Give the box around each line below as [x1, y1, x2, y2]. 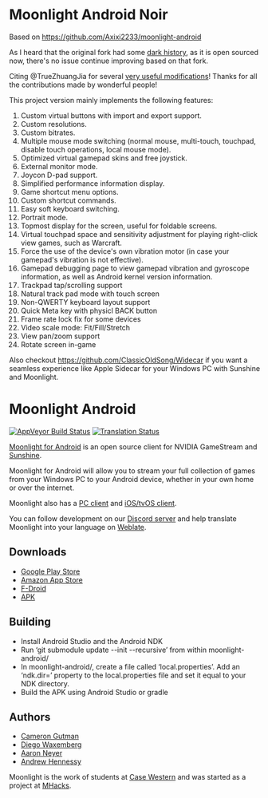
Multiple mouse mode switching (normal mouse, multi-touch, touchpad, [20, 136, 256, 145]
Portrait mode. [20, 212, 69, 222]
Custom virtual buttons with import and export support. [20, 110, 203, 120]
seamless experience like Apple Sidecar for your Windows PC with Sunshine [9, 363, 261, 373]
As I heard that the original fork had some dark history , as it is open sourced [9, 47, 258, 57]
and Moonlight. [9, 372, 59, 381]
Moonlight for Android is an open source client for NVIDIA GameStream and [9, 441, 258, 452]
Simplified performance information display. [20, 178, 165, 188]
